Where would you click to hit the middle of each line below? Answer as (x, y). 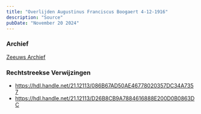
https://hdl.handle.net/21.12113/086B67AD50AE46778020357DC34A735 (104, 85)
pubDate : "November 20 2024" (43, 23)
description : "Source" (35, 17)
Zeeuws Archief (26, 57)
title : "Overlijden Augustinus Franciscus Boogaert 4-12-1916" (87, 12)
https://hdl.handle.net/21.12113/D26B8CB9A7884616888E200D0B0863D (105, 98)
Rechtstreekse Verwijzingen (48, 73)
